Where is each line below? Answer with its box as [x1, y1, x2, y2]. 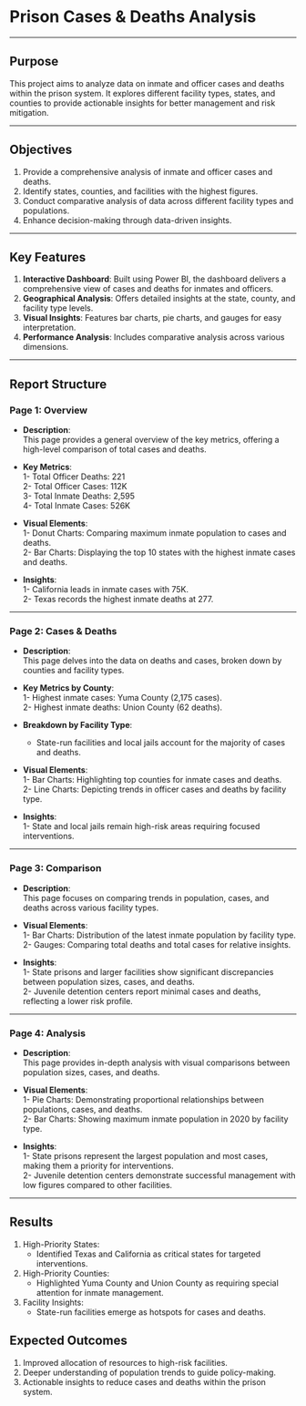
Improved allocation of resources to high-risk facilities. [22, 1357, 228, 1368]
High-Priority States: [22, 1238, 100, 1249]
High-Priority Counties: [22, 1267, 110, 1278]
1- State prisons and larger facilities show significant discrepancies [22, 966, 274, 977]
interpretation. [22, 322, 76, 334]
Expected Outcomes [9, 1333, 127, 1349]
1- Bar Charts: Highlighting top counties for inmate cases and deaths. [22, 775, 282, 785]
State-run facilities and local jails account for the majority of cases [36, 737, 285, 748]
